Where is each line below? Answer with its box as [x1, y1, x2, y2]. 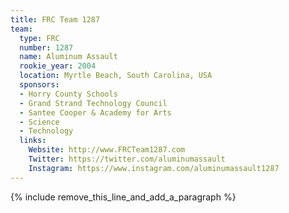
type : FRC [19, 33, 60, 43]
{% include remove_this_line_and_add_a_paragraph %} [10, 191, 237, 203]
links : [19, 136, 47, 146]
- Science [19, 117, 60, 127]
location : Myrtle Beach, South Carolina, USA [19, 71, 213, 81]
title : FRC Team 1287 [10, 14, 101, 25]
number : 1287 [19, 42, 74, 53]
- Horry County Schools [19, 89, 118, 99]
